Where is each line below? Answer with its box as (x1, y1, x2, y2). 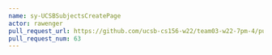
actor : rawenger (8, 19, 63, 27)
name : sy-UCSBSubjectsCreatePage (8, 11, 121, 20)
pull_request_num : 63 (8, 34, 82, 43)
